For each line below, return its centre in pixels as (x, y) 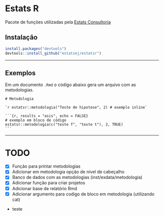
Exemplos (20, 73)
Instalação (21, 37)
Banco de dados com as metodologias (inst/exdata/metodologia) (77, 177)
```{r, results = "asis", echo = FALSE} (47, 116)
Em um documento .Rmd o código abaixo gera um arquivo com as (71, 85)
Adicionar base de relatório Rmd (44, 188)
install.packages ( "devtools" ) (36, 49)
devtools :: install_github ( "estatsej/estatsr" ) (53, 53)
